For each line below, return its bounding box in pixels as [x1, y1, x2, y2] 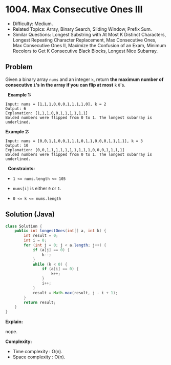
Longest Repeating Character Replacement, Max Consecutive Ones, [12, 37, 157, 43]
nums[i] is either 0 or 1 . [12, 185, 61, 191]
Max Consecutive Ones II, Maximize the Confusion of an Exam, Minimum [12, 42, 166, 48]
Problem [5, 63, 33, 71]
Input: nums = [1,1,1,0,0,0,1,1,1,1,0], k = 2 [5, 102, 106, 107]
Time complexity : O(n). [12, 349, 62, 355]
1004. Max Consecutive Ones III [5, 4, 143, 15]
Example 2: [5, 128, 30, 134]
